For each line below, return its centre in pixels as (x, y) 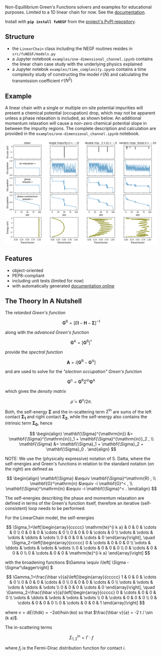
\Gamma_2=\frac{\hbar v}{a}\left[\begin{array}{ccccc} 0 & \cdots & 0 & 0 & (81, 592)
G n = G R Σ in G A (81, 382)
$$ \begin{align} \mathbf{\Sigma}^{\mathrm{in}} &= (81, 434)
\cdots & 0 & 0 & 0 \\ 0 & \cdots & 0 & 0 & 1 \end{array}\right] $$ (81, 603)
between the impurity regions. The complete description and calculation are (81, 129)
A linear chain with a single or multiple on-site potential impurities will (74, 108)
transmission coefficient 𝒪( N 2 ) (42, 80)
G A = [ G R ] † (81, 342)
